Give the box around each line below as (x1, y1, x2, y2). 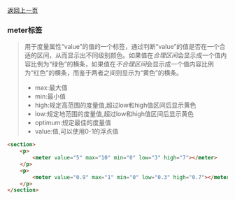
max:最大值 (34, 83, 68, 92)
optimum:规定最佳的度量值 (34, 118, 112, 127)
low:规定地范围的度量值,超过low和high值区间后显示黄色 (34, 110, 194, 118)
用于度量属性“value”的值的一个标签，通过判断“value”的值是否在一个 (24, 43, 220, 51)
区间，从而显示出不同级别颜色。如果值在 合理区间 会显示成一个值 (36, 51, 221, 59)
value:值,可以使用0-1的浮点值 (34, 127, 119, 136)
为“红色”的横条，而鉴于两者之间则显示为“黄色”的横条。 (24, 69, 183, 77)
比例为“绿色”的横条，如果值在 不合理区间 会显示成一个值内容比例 (30, 60, 215, 69)
